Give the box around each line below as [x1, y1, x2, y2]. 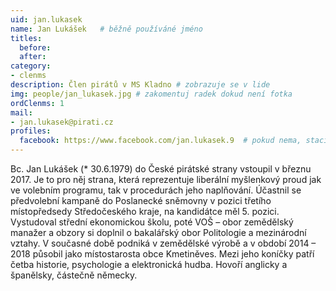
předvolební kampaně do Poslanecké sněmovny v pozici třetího [10, 195, 272, 206]
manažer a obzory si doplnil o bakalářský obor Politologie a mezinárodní [10, 227, 307, 238]
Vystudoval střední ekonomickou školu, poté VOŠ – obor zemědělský [10, 216, 294, 228]
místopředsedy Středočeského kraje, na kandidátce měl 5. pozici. [10, 206, 280, 217]
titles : [10, 33, 43, 43]
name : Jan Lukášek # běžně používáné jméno [10, 24, 203, 34]
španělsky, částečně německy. [10, 269, 138, 281]
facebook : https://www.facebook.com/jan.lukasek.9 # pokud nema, [19, 136, 302, 146]
